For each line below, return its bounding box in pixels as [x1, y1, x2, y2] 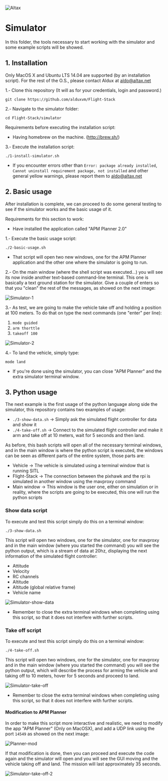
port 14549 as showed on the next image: [5, 731, 90, 737]
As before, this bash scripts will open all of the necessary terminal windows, [5, 442, 162, 448]
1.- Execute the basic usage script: [5, 235, 77, 241]
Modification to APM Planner [5, 709, 67, 715]
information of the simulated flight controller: [5, 553, 98, 559]
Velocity [12, 568, 30, 574]
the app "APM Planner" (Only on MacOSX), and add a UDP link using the [5, 726, 155, 732]
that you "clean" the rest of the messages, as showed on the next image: [5, 285, 156, 291]
